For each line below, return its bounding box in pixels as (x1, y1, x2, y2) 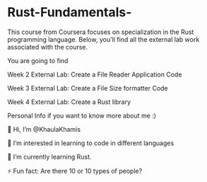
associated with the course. (7, 42, 88, 51)
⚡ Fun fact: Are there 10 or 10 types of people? (7, 166, 143, 175)
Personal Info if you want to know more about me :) (7, 111, 157, 120)
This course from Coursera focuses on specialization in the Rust (7, 28, 194, 36)
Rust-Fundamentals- (7, 4, 132, 21)
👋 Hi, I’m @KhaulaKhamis (7, 125, 81, 133)
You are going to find (7, 56, 69, 64)
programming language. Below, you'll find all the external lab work (7, 35, 200, 43)
